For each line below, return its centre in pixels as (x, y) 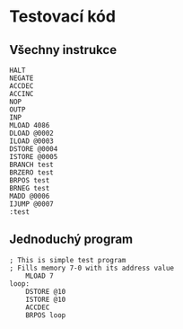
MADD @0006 (30, 196)
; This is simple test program (68, 260)
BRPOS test (30, 181)
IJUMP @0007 (31, 204)
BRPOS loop (46, 315)
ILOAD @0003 (31, 141)
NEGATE (22, 78)
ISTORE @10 (46, 299)
